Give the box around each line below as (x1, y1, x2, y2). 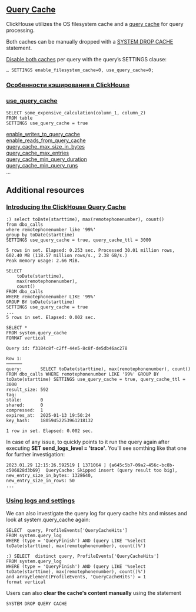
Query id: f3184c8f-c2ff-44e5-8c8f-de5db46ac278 (6, 345, 128, 351)
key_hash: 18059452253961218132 (6, 417, 94, 423)
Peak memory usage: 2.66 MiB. (6, 258, 81, 264)
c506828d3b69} (6, 467, 41, 473)
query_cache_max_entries (6, 150, 69, 157)
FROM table (6, 115, 33, 121)
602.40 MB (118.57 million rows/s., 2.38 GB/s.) (6, 252, 128, 258)
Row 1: (6, 356, 22, 361)
